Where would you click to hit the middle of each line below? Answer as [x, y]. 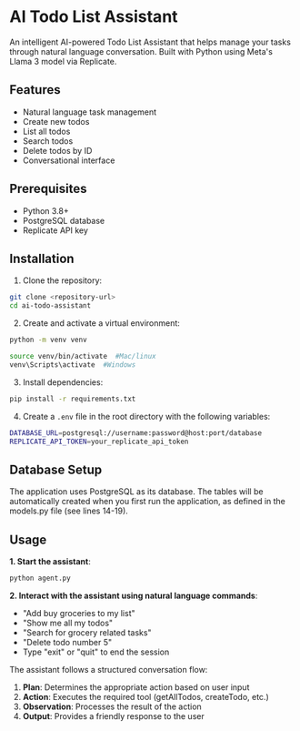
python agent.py [40, 578]
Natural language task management [90, 112]
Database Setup [56, 469]
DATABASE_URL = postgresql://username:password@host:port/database [135, 433]
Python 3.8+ [46, 210]
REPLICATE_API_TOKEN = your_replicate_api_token [99, 442]
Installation [42, 258]
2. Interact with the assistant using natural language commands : [134, 595]
